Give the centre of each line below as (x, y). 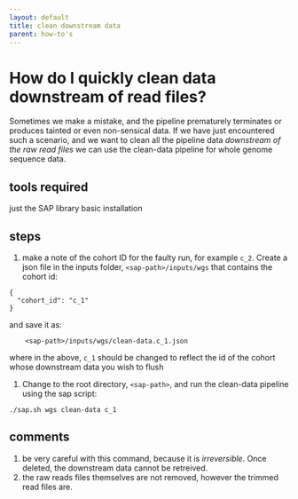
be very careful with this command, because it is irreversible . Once (145, 458)
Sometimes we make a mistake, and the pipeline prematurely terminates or (145, 122)
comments (39, 437)
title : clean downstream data (65, 26)
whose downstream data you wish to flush (86, 367)
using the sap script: (59, 393)
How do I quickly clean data (113, 78)
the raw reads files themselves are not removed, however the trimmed (150, 477)
